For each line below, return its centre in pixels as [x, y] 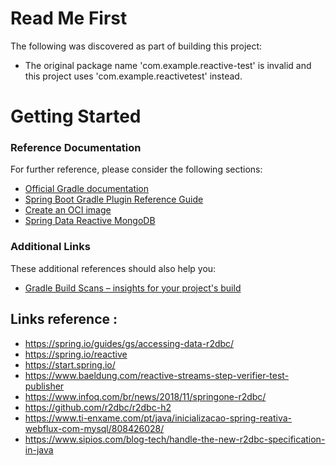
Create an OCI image [68, 210]
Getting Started [76, 116]
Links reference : [64, 319]
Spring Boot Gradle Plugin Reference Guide [114, 199]
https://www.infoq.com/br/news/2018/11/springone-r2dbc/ [145, 396]
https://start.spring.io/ [70, 364]
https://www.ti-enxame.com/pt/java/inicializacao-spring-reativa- [158, 418]
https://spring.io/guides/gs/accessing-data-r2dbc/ [129, 343]
